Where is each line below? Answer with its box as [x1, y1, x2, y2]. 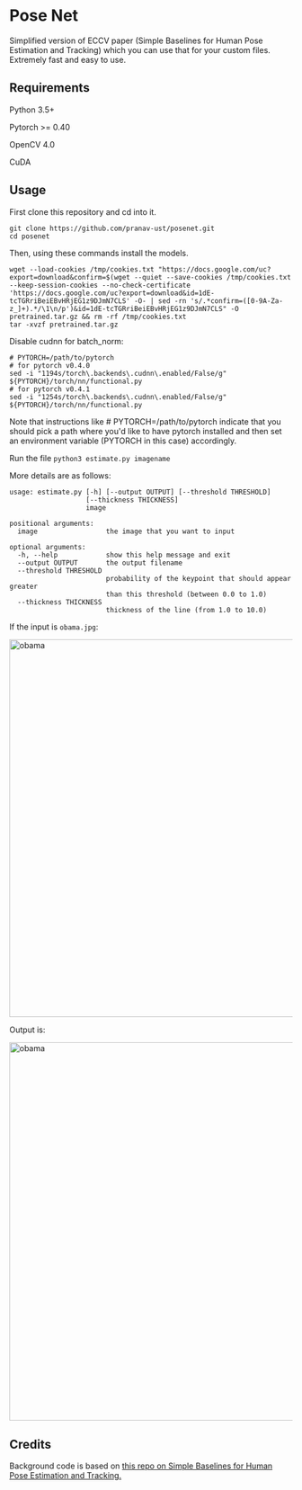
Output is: [9, 1024, 46, 1035]
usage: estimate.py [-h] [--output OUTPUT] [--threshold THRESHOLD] [9, 487, 271, 496]
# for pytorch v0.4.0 [9, 361, 91, 370]
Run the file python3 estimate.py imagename [9, 452, 171, 463]
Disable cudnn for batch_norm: [9, 335, 124, 346]
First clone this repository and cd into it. [9, 206, 157, 217]
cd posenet [9, 231, 50, 241]
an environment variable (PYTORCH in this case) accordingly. [9, 435, 237, 446]
